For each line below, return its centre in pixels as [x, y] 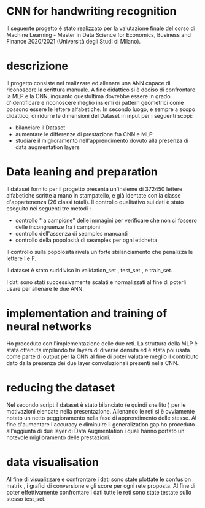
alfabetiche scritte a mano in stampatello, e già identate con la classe [94, 195]
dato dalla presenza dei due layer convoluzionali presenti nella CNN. [93, 363]
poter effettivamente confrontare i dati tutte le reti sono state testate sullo [99, 492]
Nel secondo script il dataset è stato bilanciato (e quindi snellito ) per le [96, 405]
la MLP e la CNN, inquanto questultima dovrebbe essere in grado [88, 96]
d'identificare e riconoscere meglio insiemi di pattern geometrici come [95, 102]
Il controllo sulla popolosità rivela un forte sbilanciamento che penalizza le [100, 252]
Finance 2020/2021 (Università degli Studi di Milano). [74, 41]
